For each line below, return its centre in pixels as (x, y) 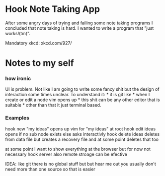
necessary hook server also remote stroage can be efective (66, 154)
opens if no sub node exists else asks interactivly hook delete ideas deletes (82, 134)
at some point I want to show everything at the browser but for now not (78, 149)
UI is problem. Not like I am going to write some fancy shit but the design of (82, 89)
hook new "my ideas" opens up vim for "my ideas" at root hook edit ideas (80, 129)
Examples (17, 118)
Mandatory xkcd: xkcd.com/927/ (39, 43)
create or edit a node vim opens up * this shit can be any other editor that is (82, 100)
